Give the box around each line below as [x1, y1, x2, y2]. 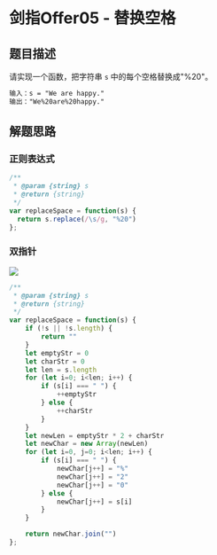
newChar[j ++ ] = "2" [56, 472, 128, 481]
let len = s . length [25, 365, 97, 374]
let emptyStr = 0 [25, 348, 89, 357]
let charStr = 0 [25, 356, 86, 366]
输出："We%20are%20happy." [9, 97, 105, 106]
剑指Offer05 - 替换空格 [9, 8, 176, 28]
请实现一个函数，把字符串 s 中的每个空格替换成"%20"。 [9, 72, 213, 82]
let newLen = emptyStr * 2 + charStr [25, 431, 165, 440]
